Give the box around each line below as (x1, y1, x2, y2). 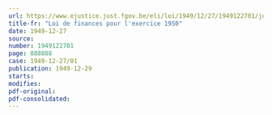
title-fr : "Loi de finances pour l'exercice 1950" (8, 19, 183, 28)
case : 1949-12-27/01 (8, 57, 79, 66)
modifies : (8, 79, 42, 87)
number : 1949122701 (8, 42, 74, 50)
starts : (8, 72, 35, 80)
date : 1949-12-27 (8, 27, 67, 35)
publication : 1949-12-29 (8, 65, 92, 73)
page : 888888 (8, 49, 53, 57)
